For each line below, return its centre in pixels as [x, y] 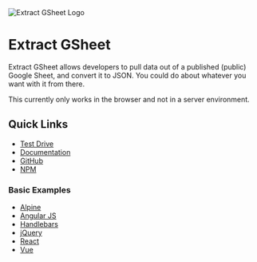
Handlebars [39, 224]
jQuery [31, 233]
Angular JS [38, 216]
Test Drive [37, 144]
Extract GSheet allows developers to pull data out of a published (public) [127, 66]
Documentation [45, 152]
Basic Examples [40, 189]
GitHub [32, 161]
